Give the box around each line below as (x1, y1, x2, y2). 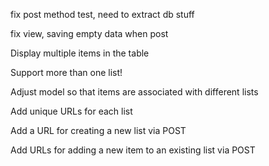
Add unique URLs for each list (10, 105, 133, 117)
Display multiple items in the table (10, 47, 150, 59)
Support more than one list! (10, 67, 123, 78)
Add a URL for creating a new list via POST (10, 125, 187, 136)
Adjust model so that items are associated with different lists (10, 86, 259, 98)
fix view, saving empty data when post (10, 28, 169, 39)
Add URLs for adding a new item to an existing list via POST (10, 144, 256, 156)
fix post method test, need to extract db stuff (10, 9, 195, 20)
